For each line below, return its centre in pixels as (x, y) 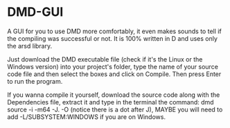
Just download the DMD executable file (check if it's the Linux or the (105, 59)
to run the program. (35, 81)
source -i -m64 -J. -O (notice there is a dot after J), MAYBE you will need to (115, 109)
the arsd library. (30, 46)
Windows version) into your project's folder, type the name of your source (113, 66)
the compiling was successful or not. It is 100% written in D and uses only (113, 38)
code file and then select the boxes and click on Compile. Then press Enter (114, 74)
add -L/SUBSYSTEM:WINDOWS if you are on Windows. (87, 117)
